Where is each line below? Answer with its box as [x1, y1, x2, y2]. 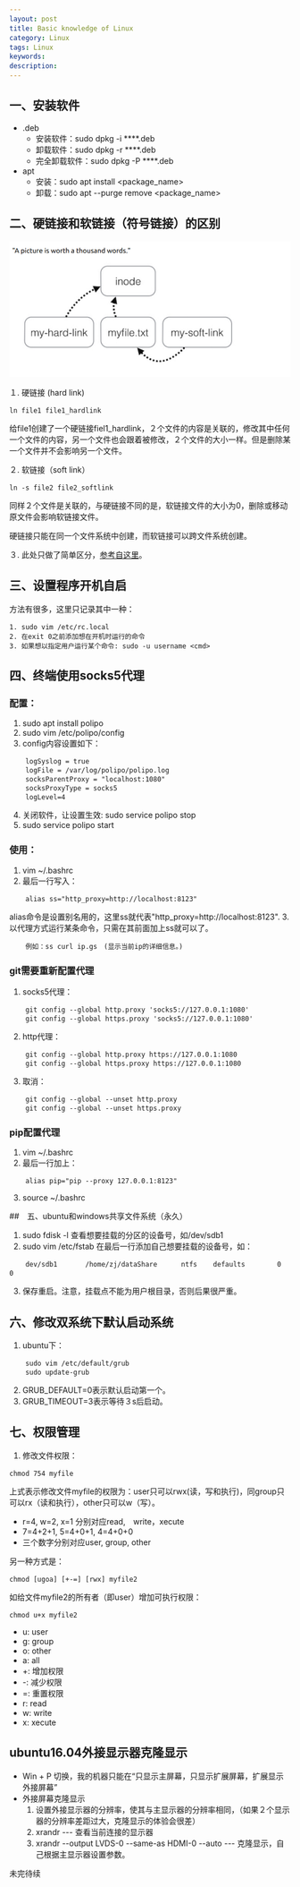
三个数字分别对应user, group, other [21, 1536, 152, 1548]
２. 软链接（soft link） [9, 464, 90, 474]
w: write [21, 1707, 53, 1718]
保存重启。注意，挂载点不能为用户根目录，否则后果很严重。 [21, 1285, 238, 1297]
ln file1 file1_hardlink [9, 406, 102, 415]
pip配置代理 [9, 1126, 61, 1139]
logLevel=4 [25, 793, 66, 802]
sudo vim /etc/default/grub [25, 1359, 129, 1369]
